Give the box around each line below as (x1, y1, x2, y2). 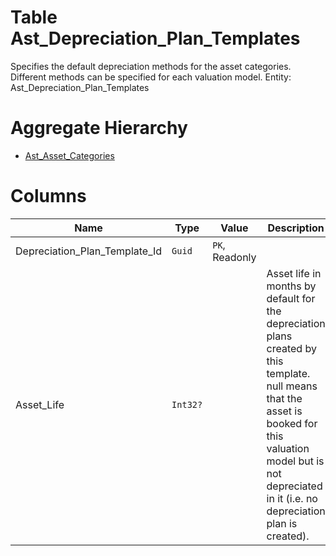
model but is (266, 454, 325, 468)
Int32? (171, 399, 203, 410)
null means (266, 379, 318, 393)
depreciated (266, 479, 323, 493)
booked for (266, 416, 318, 430)
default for (266, 291, 316, 305)
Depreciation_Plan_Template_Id (15, 244, 163, 258)
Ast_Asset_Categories (24, 149, 115, 161)
